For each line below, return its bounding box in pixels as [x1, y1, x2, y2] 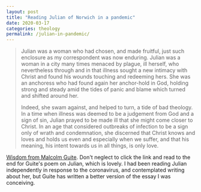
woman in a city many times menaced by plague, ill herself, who [20, 61, 179, 68]
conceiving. [6, 179, 35, 187]
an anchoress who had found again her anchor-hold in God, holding [20, 79, 189, 87]
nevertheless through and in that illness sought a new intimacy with [20, 67, 188, 74]
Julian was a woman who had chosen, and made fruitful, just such [20, 47, 185, 55]
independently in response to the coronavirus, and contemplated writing [6, 166, 185, 174]
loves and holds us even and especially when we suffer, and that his [20, 136, 190, 143]
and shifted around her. [20, 92, 79, 100]
